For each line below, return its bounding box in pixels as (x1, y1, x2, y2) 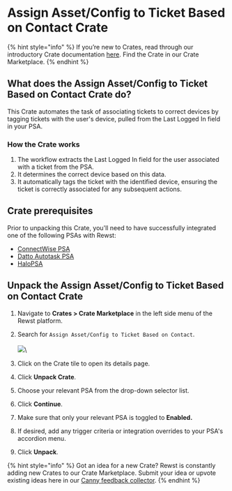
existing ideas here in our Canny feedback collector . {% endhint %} (7, 476, 201, 484)
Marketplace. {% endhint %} (7, 57, 89, 66)
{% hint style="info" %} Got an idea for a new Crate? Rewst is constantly (7, 461, 216, 469)
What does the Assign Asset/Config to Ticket (7, 78, 208, 90)
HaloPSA (17, 259, 43, 268)
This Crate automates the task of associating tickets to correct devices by (7, 107, 219, 116)
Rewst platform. (17, 316, 63, 325)
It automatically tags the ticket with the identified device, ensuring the (17, 178, 218, 186)
